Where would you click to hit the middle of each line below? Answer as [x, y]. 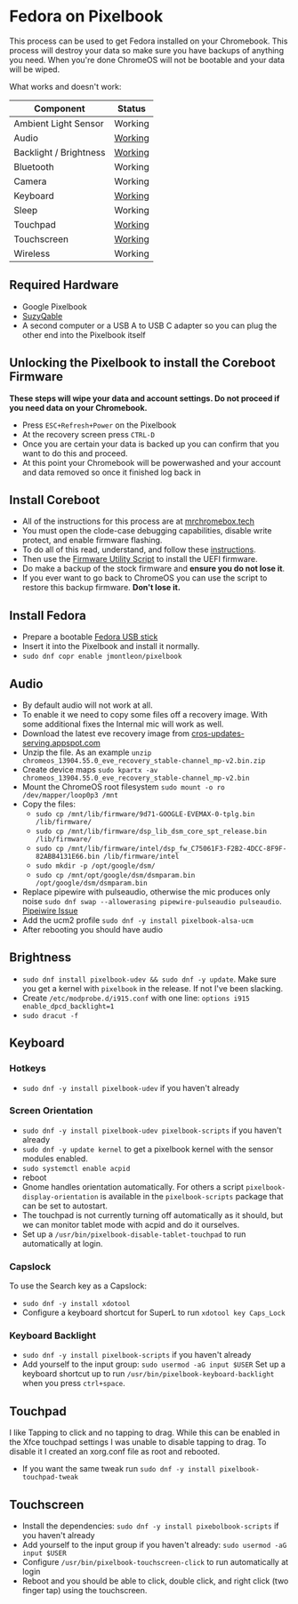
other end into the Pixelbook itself [84, 334]
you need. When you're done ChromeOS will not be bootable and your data [147, 60]
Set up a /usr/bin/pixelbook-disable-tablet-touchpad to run [134, 1234]
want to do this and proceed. [75, 453]
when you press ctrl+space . [74, 1383]
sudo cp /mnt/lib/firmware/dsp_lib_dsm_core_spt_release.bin [151, 831]
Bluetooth [34, 166]
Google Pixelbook [54, 306]
